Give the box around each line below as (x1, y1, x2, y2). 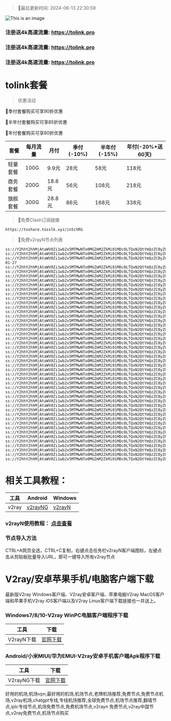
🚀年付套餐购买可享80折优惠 (5, 130, 63, 136)
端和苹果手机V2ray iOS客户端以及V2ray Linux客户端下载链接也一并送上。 (5, 598, 159, 604)
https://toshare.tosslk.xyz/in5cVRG (5, 227, 83, 232)
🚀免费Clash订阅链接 (17, 217, 60, 223)
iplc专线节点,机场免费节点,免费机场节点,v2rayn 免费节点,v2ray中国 (11, 704, 150, 710)
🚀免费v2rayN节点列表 (17, 237, 63, 243)
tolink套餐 (5, 79, 48, 91)
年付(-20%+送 (127, 143, 163, 150)
